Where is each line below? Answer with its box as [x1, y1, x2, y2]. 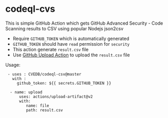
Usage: [5, 62, 21, 68]
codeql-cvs [5, 3, 55, 15]
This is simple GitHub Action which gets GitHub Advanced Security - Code [5, 20, 163, 26]
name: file [26, 103, 50, 108]
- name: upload [10, 89, 43, 95]
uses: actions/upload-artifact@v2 [18, 94, 94, 99]
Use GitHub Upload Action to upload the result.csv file [12, 52, 130, 58]
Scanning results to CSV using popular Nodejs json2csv [5, 25, 124, 31]
